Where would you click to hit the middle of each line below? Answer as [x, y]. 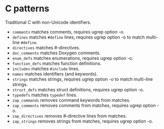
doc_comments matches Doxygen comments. [56, 53]
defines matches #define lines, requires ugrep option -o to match [79, 37]
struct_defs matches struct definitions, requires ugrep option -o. [78, 89]
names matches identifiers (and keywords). [55, 74]
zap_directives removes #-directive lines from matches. [69, 116]
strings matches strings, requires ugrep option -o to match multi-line [82, 79]
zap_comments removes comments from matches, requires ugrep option [84, 105]
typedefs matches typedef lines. [45, 95]
